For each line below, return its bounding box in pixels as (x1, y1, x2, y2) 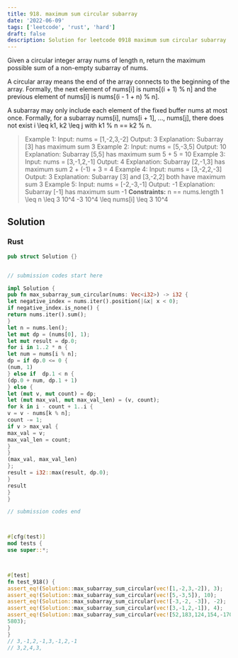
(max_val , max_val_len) (7, 456, 78, 463)
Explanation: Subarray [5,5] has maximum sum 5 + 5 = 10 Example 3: (24, 150, 226, 159)
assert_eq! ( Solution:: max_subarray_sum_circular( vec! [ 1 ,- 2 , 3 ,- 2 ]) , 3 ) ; (7, 585, 224, 592)
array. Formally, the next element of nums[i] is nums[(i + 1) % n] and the (7, 85, 217, 93)
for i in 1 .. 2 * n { (7, 344, 69, 351)
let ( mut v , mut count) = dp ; (7, 390, 97, 397)
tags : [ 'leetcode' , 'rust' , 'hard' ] (7, 23, 115, 30)
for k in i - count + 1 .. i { (7, 403, 93, 411)
